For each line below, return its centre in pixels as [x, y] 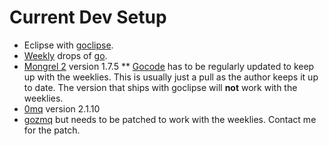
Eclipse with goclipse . [68, 45]
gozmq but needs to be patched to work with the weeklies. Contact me [170, 119]
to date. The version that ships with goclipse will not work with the [160, 87]
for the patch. [52, 130]
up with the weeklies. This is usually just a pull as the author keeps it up [171, 77]
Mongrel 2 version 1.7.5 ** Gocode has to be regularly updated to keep [169, 66]
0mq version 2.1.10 [62, 108]
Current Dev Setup [88, 17]
